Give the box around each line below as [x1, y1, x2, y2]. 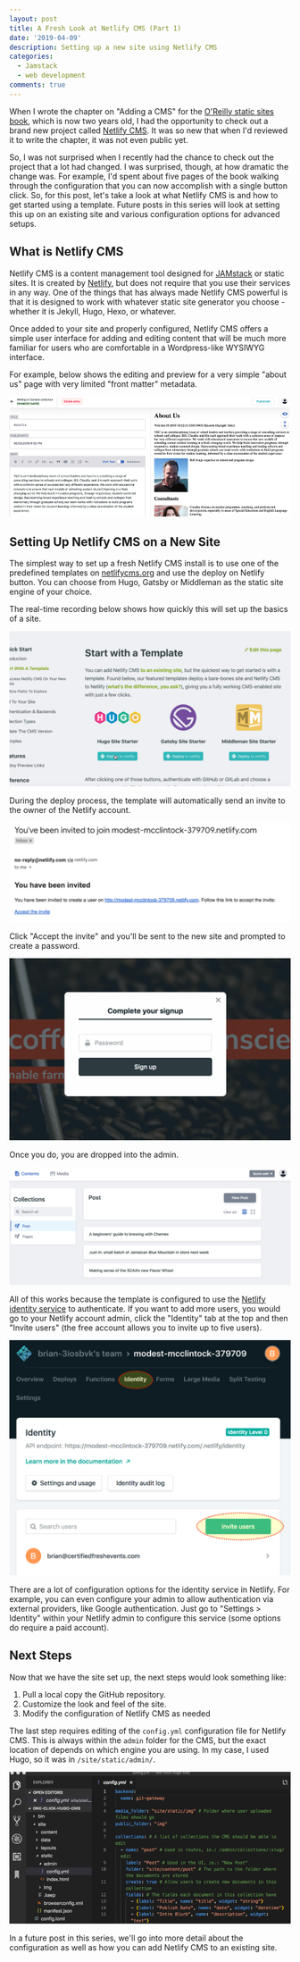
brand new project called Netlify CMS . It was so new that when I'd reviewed [9, 125, 288, 136]
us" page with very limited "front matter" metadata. [9, 378, 198, 389]
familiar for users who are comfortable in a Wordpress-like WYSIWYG [9, 342, 265, 353]
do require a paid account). [9, 1622, 110, 1633]
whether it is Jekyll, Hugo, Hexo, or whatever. [9, 306, 177, 316]
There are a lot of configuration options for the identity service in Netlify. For [9, 1584, 290, 1595]
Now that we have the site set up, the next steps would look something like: [9, 1672, 287, 1682]
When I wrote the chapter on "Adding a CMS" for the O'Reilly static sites [9, 105, 275, 116]
